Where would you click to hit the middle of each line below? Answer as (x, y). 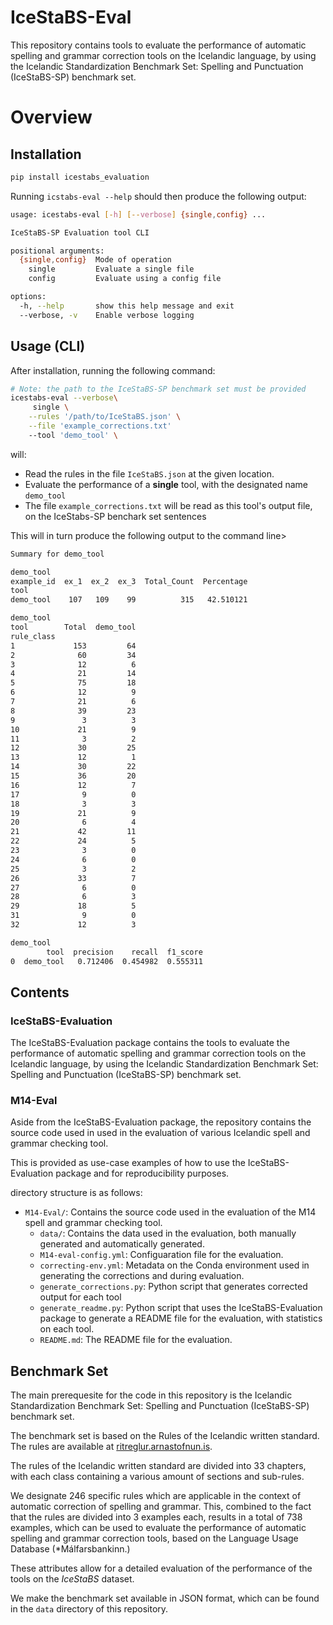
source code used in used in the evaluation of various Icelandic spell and (160, 1133)
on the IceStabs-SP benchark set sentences (115, 516)
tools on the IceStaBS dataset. (72, 1579)
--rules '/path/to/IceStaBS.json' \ (105, 417)
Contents (40, 992)
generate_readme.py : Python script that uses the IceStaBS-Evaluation (181, 1308)
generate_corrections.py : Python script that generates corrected (173, 1287)
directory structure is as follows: (76, 1193)
